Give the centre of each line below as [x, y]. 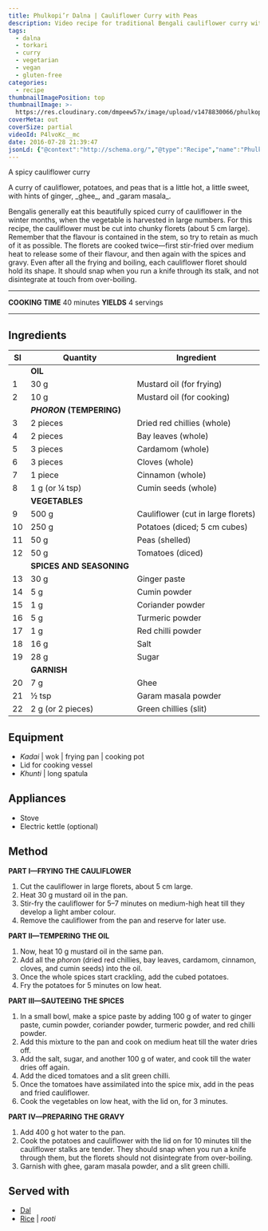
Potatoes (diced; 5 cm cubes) [193, 527]
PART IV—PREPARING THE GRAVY [67, 1117]
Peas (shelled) [164, 540]
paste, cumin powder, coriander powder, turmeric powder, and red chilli [137, 1025]
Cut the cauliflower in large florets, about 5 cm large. [106, 886]
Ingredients [37, 335]
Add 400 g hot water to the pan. [73, 1132]
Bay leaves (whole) [173, 436]
